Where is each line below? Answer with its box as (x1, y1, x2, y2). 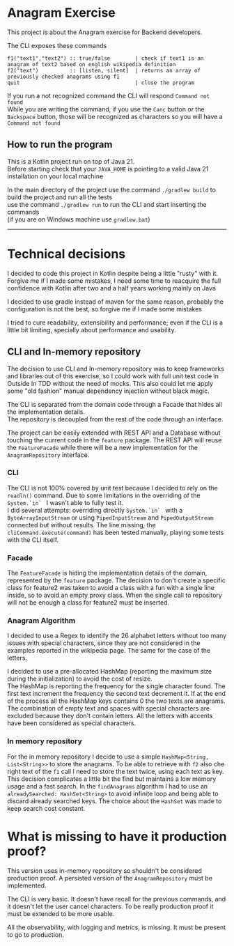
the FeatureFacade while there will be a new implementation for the (7, 443, 198, 451)
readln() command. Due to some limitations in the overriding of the (7, 491, 201, 499)
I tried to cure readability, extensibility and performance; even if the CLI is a (7, 318, 224, 327)
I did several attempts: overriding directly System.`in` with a (7, 506, 183, 514)
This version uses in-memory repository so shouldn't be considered (7, 866, 202, 875)
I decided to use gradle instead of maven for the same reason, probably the (7, 297, 224, 306)
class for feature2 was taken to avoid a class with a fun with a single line (7, 584, 214, 592)
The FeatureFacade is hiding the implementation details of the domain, (7, 569, 208, 577)
